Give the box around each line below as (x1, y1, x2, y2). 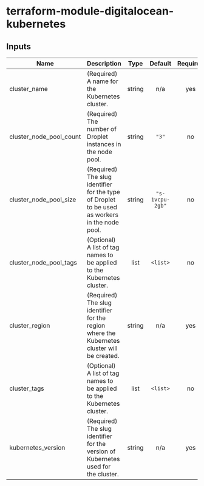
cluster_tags (9, 384, 44, 393)
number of (87, 125, 117, 133)
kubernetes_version (9, 444, 66, 451)
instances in (87, 140, 121, 148)
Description (87, 59, 121, 67)
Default (149, 59, 172, 67)
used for (87, 462, 111, 471)
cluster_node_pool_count (9, 132, 81, 141)
